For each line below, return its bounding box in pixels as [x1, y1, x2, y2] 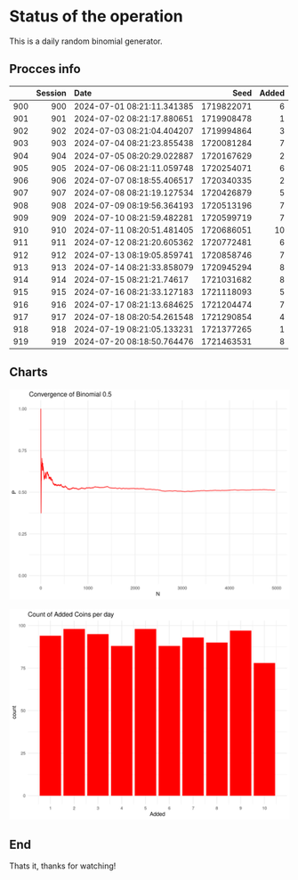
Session [36, 87, 67, 99]
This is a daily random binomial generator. [9, 36, 163, 46]
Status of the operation [9, 6, 184, 27]
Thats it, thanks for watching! [9, 860, 117, 871]
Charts [9, 365, 49, 380]
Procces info [9, 62, 82, 77]
